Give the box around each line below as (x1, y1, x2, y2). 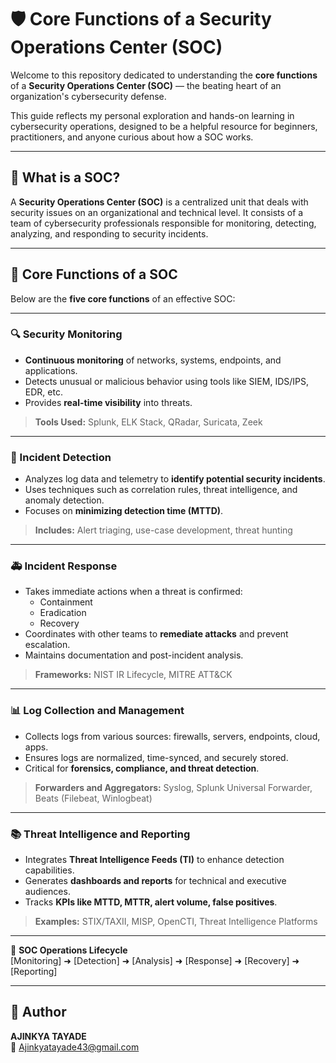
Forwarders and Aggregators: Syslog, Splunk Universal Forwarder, (34, 781, 313, 793)
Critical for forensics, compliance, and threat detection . (24, 762, 260, 774)
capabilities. (24, 864, 75, 876)
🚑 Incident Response (10, 559, 118, 573)
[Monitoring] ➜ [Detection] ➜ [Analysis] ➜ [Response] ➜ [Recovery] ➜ (10, 955, 300, 967)
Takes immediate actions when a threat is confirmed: (24, 586, 243, 598)
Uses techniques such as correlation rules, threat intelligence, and (24, 484, 298, 496)
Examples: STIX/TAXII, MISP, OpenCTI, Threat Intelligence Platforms (34, 916, 318, 928)
